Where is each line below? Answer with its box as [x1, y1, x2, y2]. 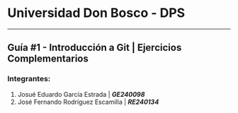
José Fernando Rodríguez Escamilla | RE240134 [17, 97, 159, 106]
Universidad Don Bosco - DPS [7, 5, 186, 21]
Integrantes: [7, 74, 51, 84]
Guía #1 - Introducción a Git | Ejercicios [7, 42, 182, 54]
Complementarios [7, 53, 89, 65]
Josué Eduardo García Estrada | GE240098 [17, 90, 145, 98]
